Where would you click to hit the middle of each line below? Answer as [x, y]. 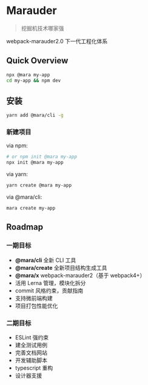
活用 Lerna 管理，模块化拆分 [50, 283]
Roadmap [25, 227]
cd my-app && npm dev [34, 80]
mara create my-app [31, 208]
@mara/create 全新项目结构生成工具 [61, 267]
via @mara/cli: [24, 197]
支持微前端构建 [34, 298]
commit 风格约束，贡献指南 [49, 291]
